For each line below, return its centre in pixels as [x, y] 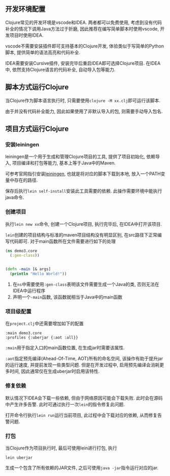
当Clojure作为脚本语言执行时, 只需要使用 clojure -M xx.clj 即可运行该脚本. [83, 100]
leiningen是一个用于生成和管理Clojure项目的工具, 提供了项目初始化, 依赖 [80, 156]
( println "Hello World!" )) [38, 274]
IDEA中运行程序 [29, 291]
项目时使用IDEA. [26, 35]
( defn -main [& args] [28, 269]
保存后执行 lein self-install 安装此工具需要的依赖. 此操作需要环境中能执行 [84, 191]
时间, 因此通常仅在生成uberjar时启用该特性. [55, 372]
